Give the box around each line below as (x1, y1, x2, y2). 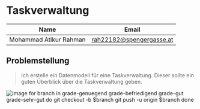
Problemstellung (6, 56, 70, 66)
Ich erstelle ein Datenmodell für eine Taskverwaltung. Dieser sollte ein (20, 71, 194, 78)
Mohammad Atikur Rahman (9, 35, 86, 44)
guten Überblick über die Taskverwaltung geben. (20, 78, 142, 85)
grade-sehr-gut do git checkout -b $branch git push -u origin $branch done (6, 96, 194, 103)
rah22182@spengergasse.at (91, 35, 174, 44)
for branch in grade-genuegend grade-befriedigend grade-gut (29, 89, 184, 96)
